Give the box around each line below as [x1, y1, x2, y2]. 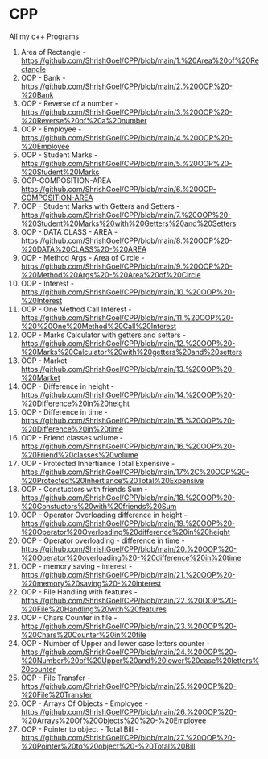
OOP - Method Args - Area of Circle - [20, 252, 145, 262]
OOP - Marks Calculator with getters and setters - [20, 330, 187, 340]
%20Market [20, 373, 61, 382]
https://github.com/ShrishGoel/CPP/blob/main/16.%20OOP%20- [20, 441, 236, 451]
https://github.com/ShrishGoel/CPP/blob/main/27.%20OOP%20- [20, 732, 236, 742]
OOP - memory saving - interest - [20, 561, 133, 571]
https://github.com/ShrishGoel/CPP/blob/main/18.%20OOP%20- [20, 493, 236, 503]
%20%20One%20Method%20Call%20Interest [20, 321, 176, 331]
